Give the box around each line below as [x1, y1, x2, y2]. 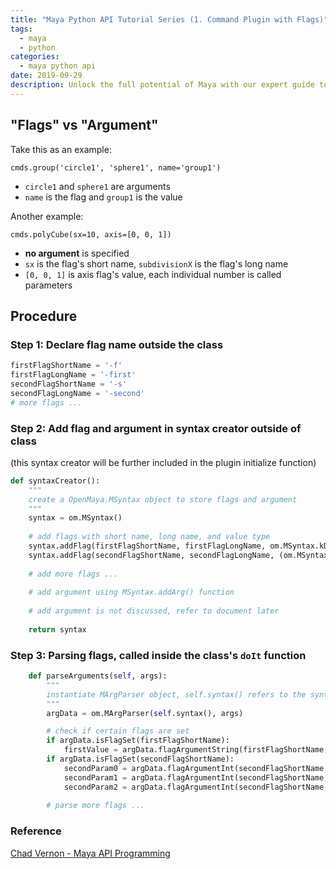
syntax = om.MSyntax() [28, 513, 123, 523]
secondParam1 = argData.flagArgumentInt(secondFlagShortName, [63, 772, 329, 783]
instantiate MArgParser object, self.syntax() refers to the [46, 689, 307, 700]
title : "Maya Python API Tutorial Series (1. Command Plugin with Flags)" [10, 14, 329, 25]
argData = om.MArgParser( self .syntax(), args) [46, 708, 244, 718]
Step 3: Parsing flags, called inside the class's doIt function [10, 648, 307, 662]
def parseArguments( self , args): [28, 671, 168, 681]
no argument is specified [24, 247, 130, 259]
